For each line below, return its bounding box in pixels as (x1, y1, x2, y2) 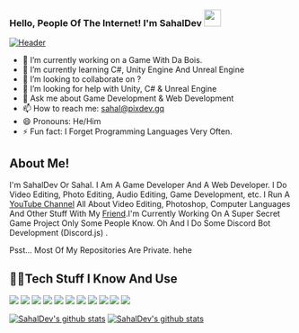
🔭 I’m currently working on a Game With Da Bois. (22, 55, 203, 66)
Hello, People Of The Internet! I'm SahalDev (9, 16, 202, 29)
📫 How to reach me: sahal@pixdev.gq (22, 103, 164, 114)
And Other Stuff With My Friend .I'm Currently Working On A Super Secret (9, 208, 281, 220)
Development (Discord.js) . (9, 228, 109, 238)
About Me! (9, 156, 70, 171)
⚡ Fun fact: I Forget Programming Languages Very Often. (22, 126, 233, 137)
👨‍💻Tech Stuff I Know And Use (9, 271, 178, 286)
